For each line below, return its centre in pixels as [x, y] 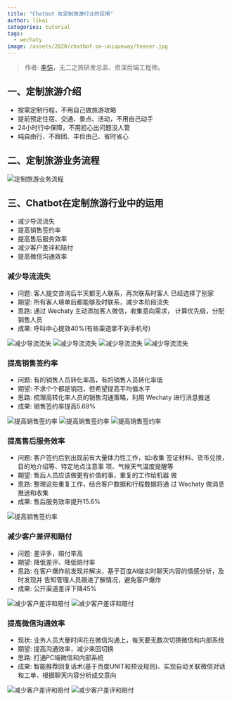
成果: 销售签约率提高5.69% [57, 406]
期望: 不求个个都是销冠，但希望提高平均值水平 [84, 389]
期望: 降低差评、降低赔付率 [56, 562]
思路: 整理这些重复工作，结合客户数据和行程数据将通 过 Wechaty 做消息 [121, 484]
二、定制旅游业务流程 [53, 161]
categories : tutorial [39, 27]
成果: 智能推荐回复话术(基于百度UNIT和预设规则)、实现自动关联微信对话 [121, 666]
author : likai [28, 20]
